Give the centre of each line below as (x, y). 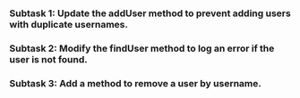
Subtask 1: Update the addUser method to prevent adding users (150, 13)
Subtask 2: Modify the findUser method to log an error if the (142, 48)
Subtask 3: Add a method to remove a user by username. (136, 83)
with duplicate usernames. (69, 24)
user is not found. (48, 59)
